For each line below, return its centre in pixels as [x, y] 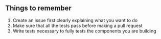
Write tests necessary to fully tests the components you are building [85, 31]
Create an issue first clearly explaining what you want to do [75, 20]
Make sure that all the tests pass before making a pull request [77, 25]
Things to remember [38, 8]
